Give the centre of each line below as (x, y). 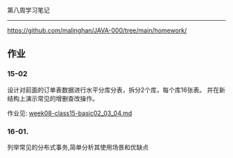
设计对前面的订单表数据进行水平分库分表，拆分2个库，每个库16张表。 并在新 (116, 90)
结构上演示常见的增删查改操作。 (53, 98)
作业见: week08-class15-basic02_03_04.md (70, 113)
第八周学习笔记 (28, 10)
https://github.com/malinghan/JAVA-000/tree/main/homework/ (97, 30)
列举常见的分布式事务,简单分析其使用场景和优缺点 (78, 147)
